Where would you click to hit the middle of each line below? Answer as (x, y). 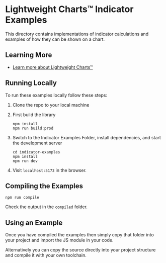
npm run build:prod (33, 128)
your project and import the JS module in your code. (59, 240)
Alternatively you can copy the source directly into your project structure (80, 250)
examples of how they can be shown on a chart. (55, 39)
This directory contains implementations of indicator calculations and (77, 34)
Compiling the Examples (44, 186)
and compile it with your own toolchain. (46, 255)
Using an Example (34, 223)
